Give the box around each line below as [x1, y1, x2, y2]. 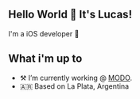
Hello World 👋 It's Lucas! [8, 8, 133, 21]
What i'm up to [8, 52, 83, 66]
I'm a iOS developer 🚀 [8, 29, 80, 38]
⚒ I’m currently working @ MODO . [19, 73, 133, 82]
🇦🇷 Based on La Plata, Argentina [19, 81, 130, 91]
